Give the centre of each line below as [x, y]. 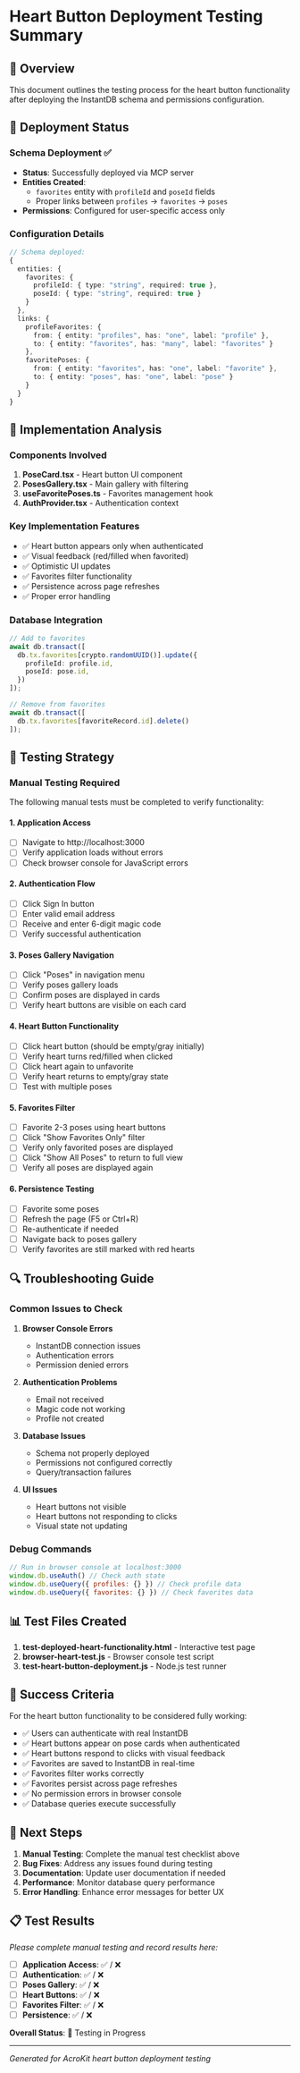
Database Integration [56, 620]
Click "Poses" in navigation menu [83, 975]
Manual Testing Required [65, 783]
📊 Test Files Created [68, 1621]
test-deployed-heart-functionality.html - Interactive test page [139, 1647]
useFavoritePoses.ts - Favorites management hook [117, 494]
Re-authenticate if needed [70, 1229]
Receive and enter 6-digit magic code [92, 924]
